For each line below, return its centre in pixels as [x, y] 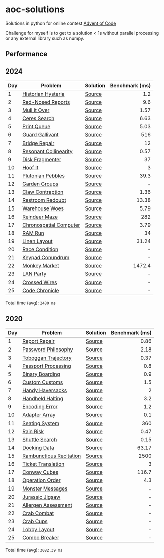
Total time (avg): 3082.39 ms [34, 550]
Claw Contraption [43, 192]
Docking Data [38, 448]
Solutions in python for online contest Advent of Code [61, 23]
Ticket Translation [43, 464]
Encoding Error [40, 406]
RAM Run [33, 233]
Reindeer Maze [40, 217]
